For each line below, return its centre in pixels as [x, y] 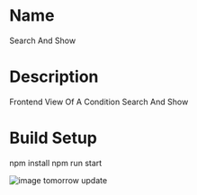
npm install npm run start [56, 163]
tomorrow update [76, 180]
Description [54, 77]
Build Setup [53, 138]
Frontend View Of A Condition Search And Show [99, 102]
